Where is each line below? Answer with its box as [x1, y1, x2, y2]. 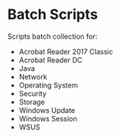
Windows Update [18, 105, 76, 115]
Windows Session [18, 114, 78, 123]
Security [18, 88, 47, 98]
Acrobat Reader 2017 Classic [18, 47, 114, 56]
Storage [18, 97, 45, 106]
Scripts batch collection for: [7, 32, 98, 41]
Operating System [18, 80, 78, 90]
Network [18, 72, 48, 81]
